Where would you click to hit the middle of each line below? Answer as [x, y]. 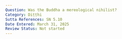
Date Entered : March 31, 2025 [37, 24]
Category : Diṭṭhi [24, 15]
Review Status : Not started [35, 29]
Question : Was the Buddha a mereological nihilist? [61, 10]
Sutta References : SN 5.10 [34, 19]
